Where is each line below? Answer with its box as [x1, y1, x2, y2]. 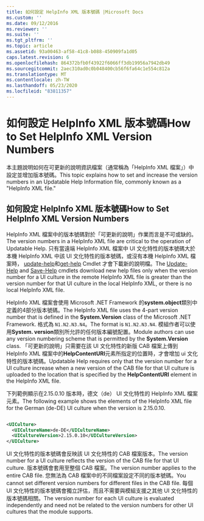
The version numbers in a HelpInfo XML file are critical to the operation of [6, 237, 191, 244]
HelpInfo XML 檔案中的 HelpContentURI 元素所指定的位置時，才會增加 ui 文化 [6, 350, 198, 357]
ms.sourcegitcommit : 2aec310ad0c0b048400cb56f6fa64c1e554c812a [6, 65, 171, 72]
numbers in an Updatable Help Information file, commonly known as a [6, 178, 181, 185]
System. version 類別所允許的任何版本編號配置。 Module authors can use [12, 328, 195, 335]
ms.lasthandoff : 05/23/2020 [6, 83, 78, 89]
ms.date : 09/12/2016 [6, 20, 59, 26]
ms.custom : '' [6, 15, 43, 21]
